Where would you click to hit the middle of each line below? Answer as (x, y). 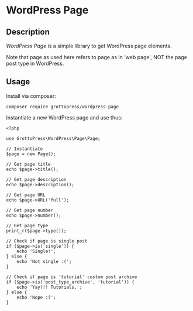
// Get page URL (26, 195)
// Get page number (30, 210)
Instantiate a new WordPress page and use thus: (64, 117)
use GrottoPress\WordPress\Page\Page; (53, 138)
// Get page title (28, 164)
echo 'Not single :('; (44, 261)
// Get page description (36, 179)
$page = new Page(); (31, 154)
